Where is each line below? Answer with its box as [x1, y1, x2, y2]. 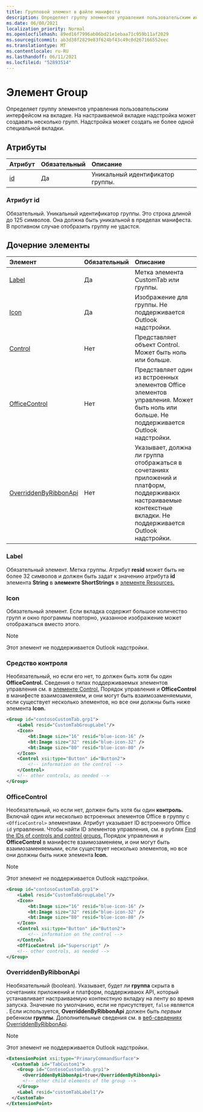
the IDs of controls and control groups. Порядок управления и [6, 832, 163, 839]
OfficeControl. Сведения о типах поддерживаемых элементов [6, 679, 168, 687]
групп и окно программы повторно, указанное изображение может [6, 614, 182, 621]
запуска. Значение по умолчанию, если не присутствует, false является [6, 1001, 195, 1008]
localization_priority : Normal [6, 25, 85, 32]
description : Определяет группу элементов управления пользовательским [6, 15, 190, 21]
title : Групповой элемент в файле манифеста [6, 8, 120, 15]
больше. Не [135, 411, 169, 419]
